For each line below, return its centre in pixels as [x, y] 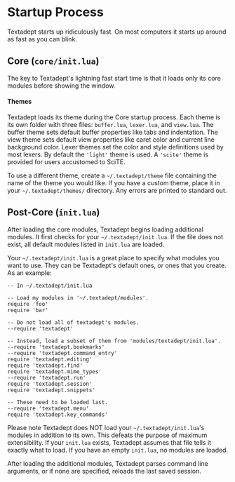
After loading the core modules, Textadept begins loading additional [105, 229]
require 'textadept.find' [45, 366]
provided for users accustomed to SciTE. [66, 161]
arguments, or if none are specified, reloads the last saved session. [104, 471]
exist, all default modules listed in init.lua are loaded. [86, 244]
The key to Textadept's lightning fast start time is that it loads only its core [114, 78]
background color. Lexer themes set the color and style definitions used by [115, 147]
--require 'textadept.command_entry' [62, 353]
